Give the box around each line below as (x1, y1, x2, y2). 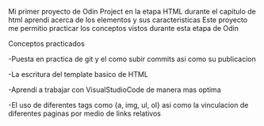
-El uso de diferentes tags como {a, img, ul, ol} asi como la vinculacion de (8, 101, 249, 109)
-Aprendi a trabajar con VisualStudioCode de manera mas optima (8, 85, 221, 94)
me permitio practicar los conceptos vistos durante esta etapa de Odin (8, 24, 239, 32)
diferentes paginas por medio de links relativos (8, 109, 161, 118)
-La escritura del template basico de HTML (8, 70, 149, 78)
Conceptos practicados (8, 39, 85, 48)
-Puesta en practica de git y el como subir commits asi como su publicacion (8, 55, 256, 63)
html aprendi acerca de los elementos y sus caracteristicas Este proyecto (8, 15, 248, 25)
